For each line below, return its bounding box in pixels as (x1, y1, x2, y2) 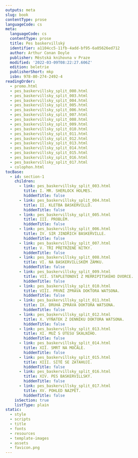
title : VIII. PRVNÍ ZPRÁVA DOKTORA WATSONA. (24, 288, 120, 293)
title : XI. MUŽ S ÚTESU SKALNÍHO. (24, 331, 97, 336)
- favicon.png (10, 445, 40, 450)
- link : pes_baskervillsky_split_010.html (18, 283, 111, 289)
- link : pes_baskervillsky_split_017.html (18, 383, 111, 388)
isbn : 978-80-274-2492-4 (10, 74, 63, 79)
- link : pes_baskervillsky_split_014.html (18, 341, 111, 346)
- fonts (10, 426, 27, 431)
